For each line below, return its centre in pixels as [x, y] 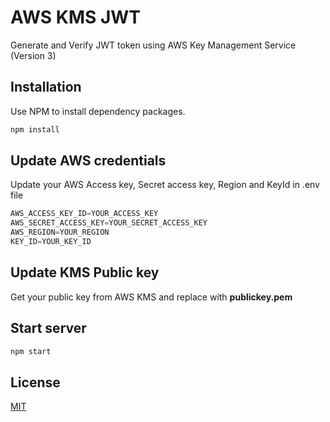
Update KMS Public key [85, 272]
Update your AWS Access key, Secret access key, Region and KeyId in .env [165, 185]
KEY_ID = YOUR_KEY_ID [51, 242]
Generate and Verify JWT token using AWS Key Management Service [153, 45]
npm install [35, 129]
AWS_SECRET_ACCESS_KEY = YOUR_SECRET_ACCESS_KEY [109, 223]
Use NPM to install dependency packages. [98, 111]
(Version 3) [33, 55]
